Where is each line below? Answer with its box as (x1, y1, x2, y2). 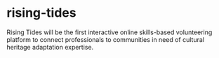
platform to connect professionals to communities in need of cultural (6, 35, 205, 43)
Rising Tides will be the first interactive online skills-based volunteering (6, 28, 213, 36)
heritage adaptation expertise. (6, 43, 94, 51)
